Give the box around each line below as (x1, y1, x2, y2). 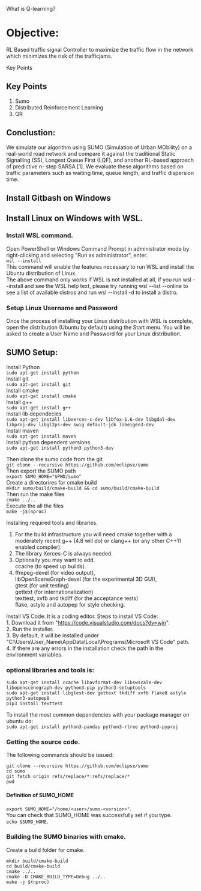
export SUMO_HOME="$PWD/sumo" (6, 473, 82, 480)
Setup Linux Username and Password (6, 304, 118, 312)
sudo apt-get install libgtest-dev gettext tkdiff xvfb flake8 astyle (6, 690, 187, 696)
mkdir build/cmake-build (6, 858, 68, 864)
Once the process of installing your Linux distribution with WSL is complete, (6, 317, 194, 324)
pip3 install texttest (6, 700, 63, 707)
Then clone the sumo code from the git (6, 455, 103, 462)
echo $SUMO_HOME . (6, 818, 49, 825)
